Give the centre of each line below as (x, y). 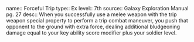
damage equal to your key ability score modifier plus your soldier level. (91, 33)
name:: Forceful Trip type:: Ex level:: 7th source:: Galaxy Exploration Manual (97, 8)
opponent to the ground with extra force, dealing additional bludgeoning (93, 26)
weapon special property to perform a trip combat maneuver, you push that (97, 20)
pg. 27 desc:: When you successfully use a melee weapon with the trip (91, 14)
